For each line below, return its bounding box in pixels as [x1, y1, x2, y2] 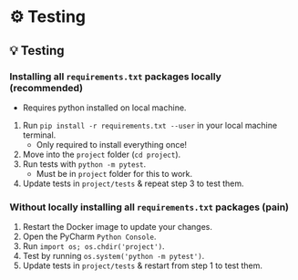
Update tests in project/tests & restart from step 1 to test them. [22, 260, 262, 271]
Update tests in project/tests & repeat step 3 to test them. [22, 178, 244, 189]
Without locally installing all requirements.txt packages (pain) [9, 201, 290, 213]
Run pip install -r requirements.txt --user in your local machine [22, 119, 278, 130]
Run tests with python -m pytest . [22, 158, 147, 170]
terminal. [22, 130, 57, 140]
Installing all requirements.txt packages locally [9, 70, 221, 83]
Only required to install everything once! [36, 139, 188, 150]
